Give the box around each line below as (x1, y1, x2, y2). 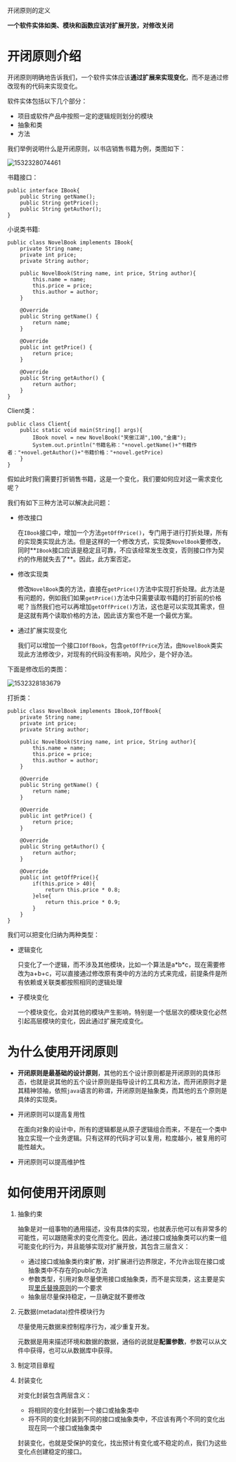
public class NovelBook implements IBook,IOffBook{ (7, 707, 162, 714)
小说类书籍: (7, 225, 41, 233)
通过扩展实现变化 (17, 626, 67, 634)
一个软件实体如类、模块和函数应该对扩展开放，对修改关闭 (7, 21, 173, 30)
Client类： (7, 406, 37, 414)
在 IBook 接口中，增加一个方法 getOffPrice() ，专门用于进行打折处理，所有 (17, 528, 228, 537)
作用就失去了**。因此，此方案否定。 (29, 555, 135, 563)
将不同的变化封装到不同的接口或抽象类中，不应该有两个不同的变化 (27, 1415, 219, 1423)
